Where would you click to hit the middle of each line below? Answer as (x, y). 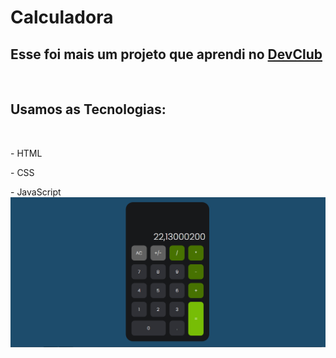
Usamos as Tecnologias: (88, 109)
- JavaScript (36, 192)
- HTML (26, 153)
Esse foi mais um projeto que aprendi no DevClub (166, 54)
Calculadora (62, 17)
